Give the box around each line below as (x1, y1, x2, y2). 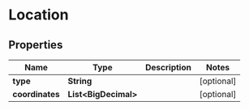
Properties (8, 38, 63, 52)
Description (145, 62, 192, 73)
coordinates (12, 89, 61, 99)
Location (8, 6, 69, 24)
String (67, 75, 92, 87)
